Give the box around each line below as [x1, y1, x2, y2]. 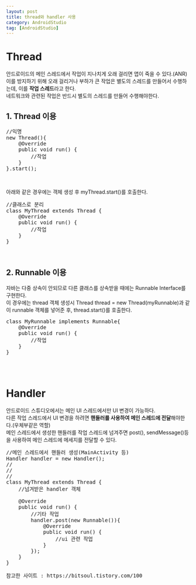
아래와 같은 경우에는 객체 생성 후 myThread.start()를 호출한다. [6, 188, 148, 195]
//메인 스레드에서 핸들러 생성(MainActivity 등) [6, 449, 130, 455]
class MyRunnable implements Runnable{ [6, 318, 121, 324]
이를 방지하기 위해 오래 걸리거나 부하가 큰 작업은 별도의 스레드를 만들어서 [6, 77, 171, 85]
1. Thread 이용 [6, 111, 57, 121]
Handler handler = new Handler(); [6, 455, 105, 462]
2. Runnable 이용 [6, 268, 67, 278]
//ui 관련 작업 [55, 535, 93, 542]
